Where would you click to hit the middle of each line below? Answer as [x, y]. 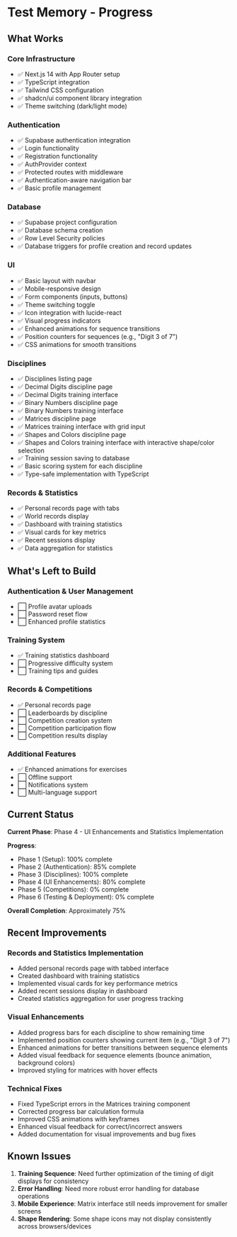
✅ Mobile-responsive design [59, 289]
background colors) [46, 1063]
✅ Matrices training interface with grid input [81, 427]
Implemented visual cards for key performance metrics [98, 984]
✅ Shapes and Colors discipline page [72, 435]
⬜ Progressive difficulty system [65, 663]
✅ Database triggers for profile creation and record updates [105, 246]
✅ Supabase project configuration [67, 222]
